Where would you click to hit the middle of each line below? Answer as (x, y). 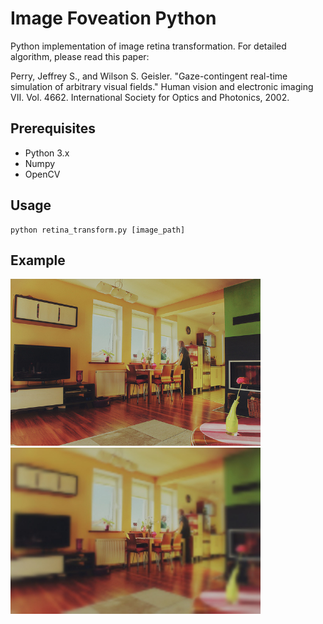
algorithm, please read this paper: (80, 56)
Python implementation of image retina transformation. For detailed (148, 46)
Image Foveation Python (113, 18)
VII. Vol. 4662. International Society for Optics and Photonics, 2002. (150, 97)
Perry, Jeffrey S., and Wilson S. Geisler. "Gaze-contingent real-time (149, 76)
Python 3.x (47, 153)
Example (38, 260)
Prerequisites (53, 128)
